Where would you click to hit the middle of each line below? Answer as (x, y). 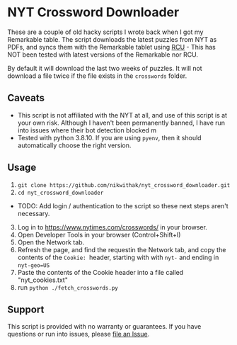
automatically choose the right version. (74, 145)
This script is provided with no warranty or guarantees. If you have (104, 327)
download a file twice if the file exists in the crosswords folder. (97, 76)
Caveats (26, 98)
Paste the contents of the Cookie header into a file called (100, 272)
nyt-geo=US (34, 265)
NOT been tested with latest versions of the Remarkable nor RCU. (103, 55)
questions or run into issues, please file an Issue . (79, 334)
